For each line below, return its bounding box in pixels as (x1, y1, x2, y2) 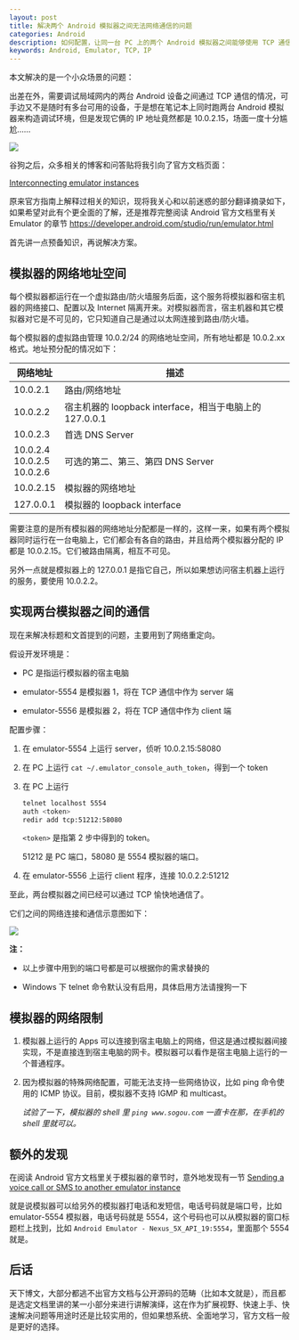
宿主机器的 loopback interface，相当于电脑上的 (64, 400, 262, 413)
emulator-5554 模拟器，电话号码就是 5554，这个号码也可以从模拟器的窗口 (9, 1212, 282, 1222)
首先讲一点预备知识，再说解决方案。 (9, 237, 142, 248)
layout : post (9, 12, 58, 22)
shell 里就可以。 (21, 1118, 82, 1129)
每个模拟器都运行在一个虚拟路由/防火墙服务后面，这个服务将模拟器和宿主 (9, 290, 278, 301)
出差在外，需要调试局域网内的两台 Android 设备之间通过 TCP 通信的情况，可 (9, 91, 289, 102)
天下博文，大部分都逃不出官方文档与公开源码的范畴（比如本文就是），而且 (9, 1287, 279, 1298)
